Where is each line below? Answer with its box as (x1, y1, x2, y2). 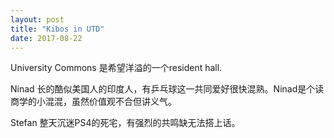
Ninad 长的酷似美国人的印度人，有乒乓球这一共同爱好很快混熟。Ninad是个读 (10, 83, 325, 95)
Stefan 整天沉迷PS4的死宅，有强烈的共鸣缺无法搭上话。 (10, 117, 241, 129)
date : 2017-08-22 (10, 33, 83, 43)
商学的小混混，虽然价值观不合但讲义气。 (10, 96, 177, 108)
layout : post (10, 14, 65, 25)
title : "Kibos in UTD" (10, 24, 105, 34)
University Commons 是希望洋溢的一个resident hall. (10, 62, 223, 74)
